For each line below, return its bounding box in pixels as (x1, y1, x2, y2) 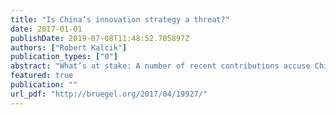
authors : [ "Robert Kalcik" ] (10, 42, 128, 53)
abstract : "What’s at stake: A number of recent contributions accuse (10, 61, 311, 71)
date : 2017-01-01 (10, 24, 83, 34)
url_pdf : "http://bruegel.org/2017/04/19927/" (10, 89, 208, 99)
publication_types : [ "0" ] (10, 52, 118, 62)
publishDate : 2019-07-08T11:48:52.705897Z (10, 33, 190, 43)
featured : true (10, 71, 74, 81)
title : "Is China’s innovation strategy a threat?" (10, 14, 230, 25)
